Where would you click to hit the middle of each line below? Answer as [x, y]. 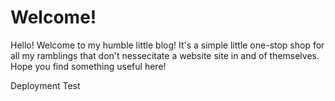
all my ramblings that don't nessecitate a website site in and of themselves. [165, 55]
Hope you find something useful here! [88, 66]
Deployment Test [45, 85]
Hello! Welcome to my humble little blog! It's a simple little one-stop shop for [167, 45]
